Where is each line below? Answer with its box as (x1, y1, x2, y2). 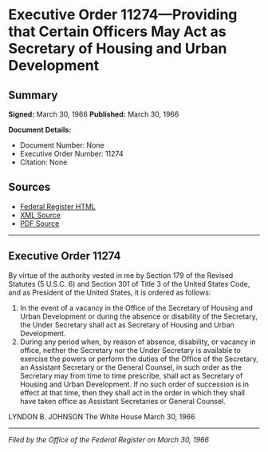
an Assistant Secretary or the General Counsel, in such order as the (19, 362, 242, 372)
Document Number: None (19, 141, 105, 149)
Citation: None (19, 157, 68, 167)
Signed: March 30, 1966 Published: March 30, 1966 (8, 109, 179, 119)
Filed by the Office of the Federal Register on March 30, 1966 (8, 434, 210, 444)
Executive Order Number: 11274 (19, 149, 124, 158)
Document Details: (8, 125, 72, 134)
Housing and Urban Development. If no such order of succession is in (19, 379, 250, 389)
